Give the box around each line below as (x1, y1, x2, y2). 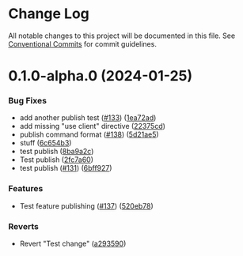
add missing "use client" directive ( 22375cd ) (19, 122, 166, 131)
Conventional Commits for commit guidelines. (8, 39, 157, 48)
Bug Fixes (8, 96, 47, 107)
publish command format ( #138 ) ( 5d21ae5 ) (19, 130, 160, 139)
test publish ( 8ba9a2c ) (19, 147, 94, 156)
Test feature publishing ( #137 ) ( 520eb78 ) (19, 201, 154, 210)
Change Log (8, 5, 89, 23)
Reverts (8, 220, 40, 232)
